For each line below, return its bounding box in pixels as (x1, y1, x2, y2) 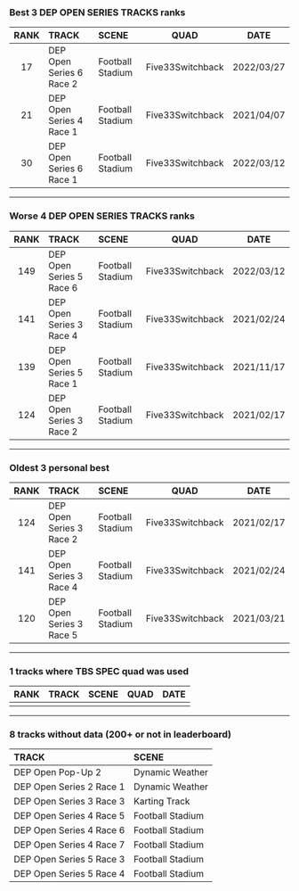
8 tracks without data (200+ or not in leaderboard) (9, 729, 231, 741)
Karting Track (133, 796, 190, 808)
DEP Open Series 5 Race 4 (13, 868, 125, 880)
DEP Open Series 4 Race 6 (13, 824, 125, 837)
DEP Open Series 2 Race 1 (13, 780, 125, 793)
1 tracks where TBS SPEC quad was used (9, 664, 190, 677)
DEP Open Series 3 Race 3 (13, 796, 125, 808)
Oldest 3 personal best (9, 461, 109, 474)
